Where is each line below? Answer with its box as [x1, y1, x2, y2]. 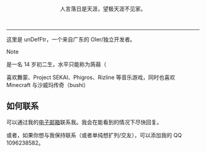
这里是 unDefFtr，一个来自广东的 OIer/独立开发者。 [6, 36, 136, 43]
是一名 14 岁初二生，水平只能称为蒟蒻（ [6, 61, 107, 68]
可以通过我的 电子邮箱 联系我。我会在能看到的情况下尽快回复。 [6, 118, 162, 126]
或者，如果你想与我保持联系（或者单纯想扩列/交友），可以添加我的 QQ [6, 131, 182, 139]
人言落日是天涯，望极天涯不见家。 [60, 5, 146, 12]
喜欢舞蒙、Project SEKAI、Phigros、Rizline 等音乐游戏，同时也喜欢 [6, 74, 175, 81]
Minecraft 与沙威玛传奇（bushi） [6, 82, 89, 88]
